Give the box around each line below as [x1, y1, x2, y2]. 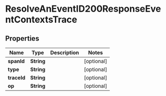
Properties [5, 34, 39, 43]
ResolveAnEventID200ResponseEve [5, 3, 161, 15]
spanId [8, 58, 25, 65]
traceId [8, 74, 25, 81]
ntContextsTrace [5, 14, 77, 25]
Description [50, 49, 79, 56]
